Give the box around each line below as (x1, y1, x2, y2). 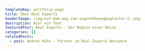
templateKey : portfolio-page (5, 7, 64, 12)
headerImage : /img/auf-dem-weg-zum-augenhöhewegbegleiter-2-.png (5, 16, 140, 21)
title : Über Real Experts (5, 12, 57, 17)
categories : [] (5, 30, 36, 34)
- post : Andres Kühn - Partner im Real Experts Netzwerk (9, 39, 127, 44)
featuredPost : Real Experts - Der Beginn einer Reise (5, 25, 117, 30)
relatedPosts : (5, 34, 34, 39)
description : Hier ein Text (5, 20, 62, 26)
